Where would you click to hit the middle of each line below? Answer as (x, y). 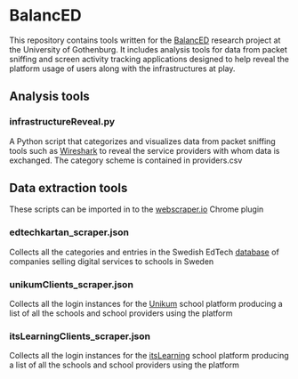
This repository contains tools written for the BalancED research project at (145, 40)
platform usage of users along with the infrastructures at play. (122, 69)
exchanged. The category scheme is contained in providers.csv (126, 160)
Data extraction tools (68, 188)
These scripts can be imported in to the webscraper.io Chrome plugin (137, 209)
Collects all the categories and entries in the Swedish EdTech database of (145, 252)
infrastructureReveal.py (62, 122)
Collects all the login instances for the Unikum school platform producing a (146, 304)
